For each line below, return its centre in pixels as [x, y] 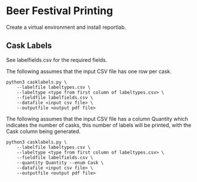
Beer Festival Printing [60, 11]
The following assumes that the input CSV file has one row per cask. [89, 71]
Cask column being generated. [44, 131]
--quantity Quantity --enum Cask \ [60, 163]
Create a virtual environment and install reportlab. [66, 27]
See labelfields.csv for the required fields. [57, 59]
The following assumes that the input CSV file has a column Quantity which [97, 118]
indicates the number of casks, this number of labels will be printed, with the [99, 125]
